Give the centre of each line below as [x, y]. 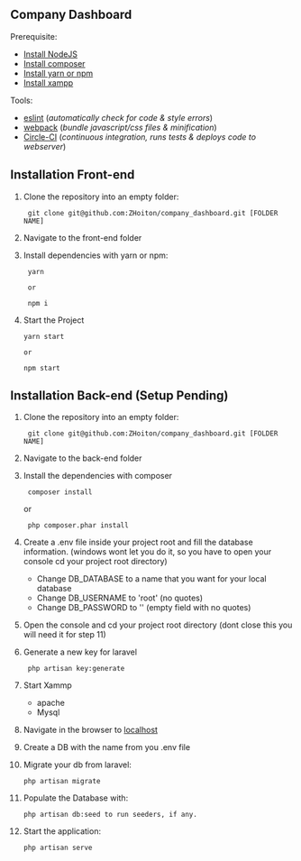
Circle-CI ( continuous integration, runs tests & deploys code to [139, 137]
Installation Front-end [73, 175]
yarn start [44, 336]
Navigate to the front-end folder [82, 237]
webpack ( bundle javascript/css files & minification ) [120, 127]
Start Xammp [48, 685]
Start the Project [54, 320]
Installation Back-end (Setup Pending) [119, 396]
